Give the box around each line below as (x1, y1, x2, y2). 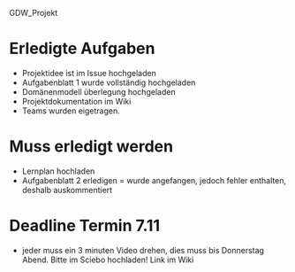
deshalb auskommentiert (21, 184, 113, 195)
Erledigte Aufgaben (9, 39, 155, 58)
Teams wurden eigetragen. (21, 105, 121, 116)
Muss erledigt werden (9, 136, 174, 157)
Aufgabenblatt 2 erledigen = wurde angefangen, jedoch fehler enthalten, (21, 175, 287, 185)
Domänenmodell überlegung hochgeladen (21, 86, 176, 97)
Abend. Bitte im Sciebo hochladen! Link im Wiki (21, 254, 194, 265)
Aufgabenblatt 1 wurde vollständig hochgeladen (21, 77, 196, 88)
